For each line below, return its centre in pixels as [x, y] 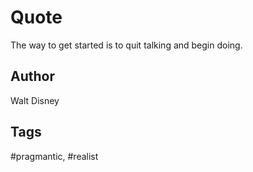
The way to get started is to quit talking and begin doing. [126, 45]
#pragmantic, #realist [54, 156]
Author [32, 76]
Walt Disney [35, 100]
